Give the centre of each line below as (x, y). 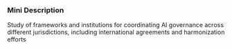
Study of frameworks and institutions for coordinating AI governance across (115, 25)
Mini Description (36, 10)
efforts (17, 39)
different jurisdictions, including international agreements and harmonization (116, 32)
